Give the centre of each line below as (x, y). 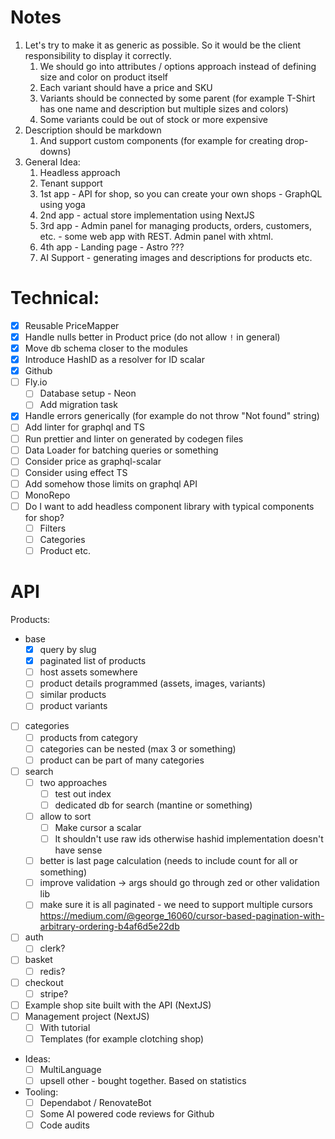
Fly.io (36, 382)
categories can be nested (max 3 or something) (138, 748)
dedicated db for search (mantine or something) (153, 805)
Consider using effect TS (76, 472)
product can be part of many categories (122, 760)
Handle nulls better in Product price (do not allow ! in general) (152, 337)
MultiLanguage (70, 1069)
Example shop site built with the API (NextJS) (118, 1005)
